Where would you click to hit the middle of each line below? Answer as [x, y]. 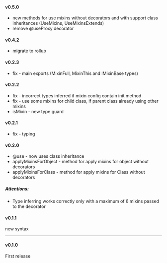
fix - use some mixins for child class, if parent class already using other [85, 101]
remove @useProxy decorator [43, 29]
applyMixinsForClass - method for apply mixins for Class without [79, 172]
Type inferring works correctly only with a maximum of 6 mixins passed [85, 201]
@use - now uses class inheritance [48, 156]
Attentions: [17, 189]
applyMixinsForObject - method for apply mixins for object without [81, 162]
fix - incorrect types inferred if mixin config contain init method [77, 96]
